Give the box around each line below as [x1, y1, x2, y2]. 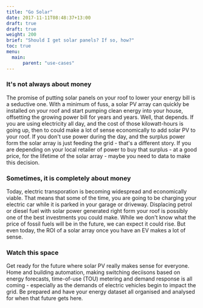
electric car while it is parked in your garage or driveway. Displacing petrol [6, 201, 193, 208]
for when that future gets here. [6, 295, 83, 302]
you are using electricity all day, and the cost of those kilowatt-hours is [6, 120, 184, 127]
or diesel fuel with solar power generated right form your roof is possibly [6, 207, 188, 215]
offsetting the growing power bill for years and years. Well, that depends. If [6, 113, 194, 121]
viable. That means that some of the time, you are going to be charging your [6, 195, 197, 202]
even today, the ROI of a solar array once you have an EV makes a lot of [6, 227, 186, 234]
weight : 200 [6, 32, 36, 38]
